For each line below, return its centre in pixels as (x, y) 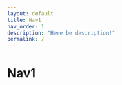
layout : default (30, 13)
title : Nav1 (24, 20)
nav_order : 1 (26, 26)
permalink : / (26, 39)
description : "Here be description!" (61, 33)
